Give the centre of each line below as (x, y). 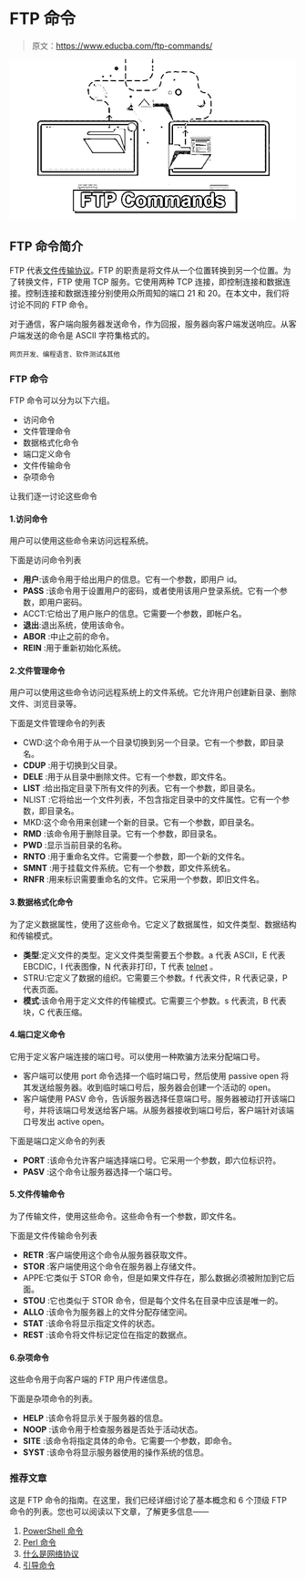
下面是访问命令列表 (46, 560)
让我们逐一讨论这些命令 (53, 496)
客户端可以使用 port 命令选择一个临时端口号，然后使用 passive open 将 (156, 1075)
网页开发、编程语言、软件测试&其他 (65, 354)
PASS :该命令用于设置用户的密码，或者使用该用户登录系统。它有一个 (151, 591)
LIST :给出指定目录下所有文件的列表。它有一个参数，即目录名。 (142, 788)
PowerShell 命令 (53, 1531)
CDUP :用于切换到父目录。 (72, 765)
